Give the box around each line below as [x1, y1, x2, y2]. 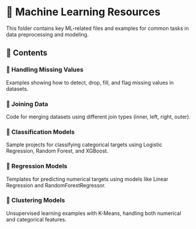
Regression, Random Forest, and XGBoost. [6, 147, 109, 154]
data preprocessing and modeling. [6, 31, 89, 38]
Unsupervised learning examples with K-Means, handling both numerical [6, 210, 181, 217]
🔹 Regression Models [6, 162, 68, 170]
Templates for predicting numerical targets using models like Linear [6, 176, 169, 183]
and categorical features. [6, 215, 67, 223]
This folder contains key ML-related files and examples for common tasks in [6, 25, 189, 32]
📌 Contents [6, 48, 48, 58]
